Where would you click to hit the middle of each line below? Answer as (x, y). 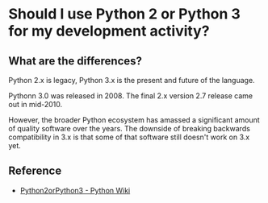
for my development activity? (109, 31)
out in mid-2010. (36, 104)
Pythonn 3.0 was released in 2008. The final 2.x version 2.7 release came (131, 96)
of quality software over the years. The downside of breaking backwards (129, 128)
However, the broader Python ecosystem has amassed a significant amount (134, 120)
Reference (35, 171)
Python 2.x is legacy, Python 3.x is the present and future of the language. (132, 80)
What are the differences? (75, 61)
